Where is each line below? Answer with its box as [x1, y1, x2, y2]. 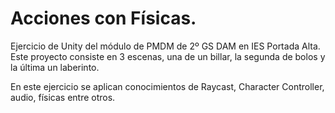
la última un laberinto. [10, 61, 100, 73]
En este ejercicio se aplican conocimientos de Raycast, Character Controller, [10, 80, 325, 92]
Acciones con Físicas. [10, 7, 197, 30]
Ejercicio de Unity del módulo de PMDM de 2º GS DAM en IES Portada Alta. [10, 40, 321, 52]
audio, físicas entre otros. [10, 91, 116, 103]
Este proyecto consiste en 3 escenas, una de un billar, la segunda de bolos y [10, 50, 326, 62]
